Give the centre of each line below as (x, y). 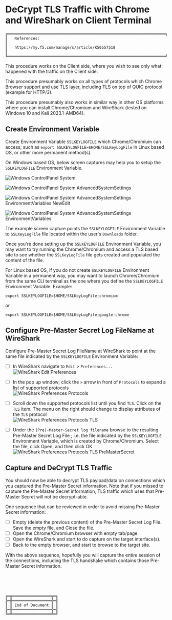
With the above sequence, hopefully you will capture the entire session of (83, 555)
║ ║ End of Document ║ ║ (32, 605)
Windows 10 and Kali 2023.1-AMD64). (45, 113)
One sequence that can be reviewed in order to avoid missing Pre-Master (83, 507)
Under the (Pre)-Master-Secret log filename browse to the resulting (85, 430)
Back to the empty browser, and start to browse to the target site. (81, 545)
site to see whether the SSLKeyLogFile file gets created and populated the (83, 254)
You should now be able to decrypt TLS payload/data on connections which (85, 480)
